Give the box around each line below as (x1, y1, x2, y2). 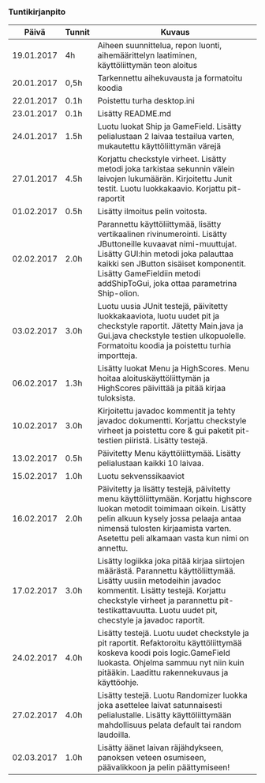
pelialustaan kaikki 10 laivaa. (97, 457, 204, 469)
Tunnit (65, 27, 91, 38)
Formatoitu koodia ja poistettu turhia (97, 341, 231, 352)
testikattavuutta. (97, 605, 158, 616)
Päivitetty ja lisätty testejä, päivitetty (97, 484, 231, 495)
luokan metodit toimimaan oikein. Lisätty (97, 503, 247, 514)
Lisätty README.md (97, 108, 172, 119)
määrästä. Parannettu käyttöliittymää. (97, 566, 236, 577)
